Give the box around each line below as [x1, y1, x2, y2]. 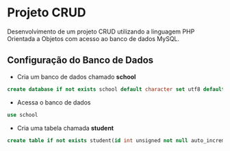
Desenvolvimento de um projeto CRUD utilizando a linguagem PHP [7, 27, 195, 36]
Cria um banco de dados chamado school [16, 72, 136, 81]
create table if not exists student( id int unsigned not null [7, 137, 188, 144]
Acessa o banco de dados [16, 98, 91, 107]
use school [7, 111, 38, 118]
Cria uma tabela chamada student [16, 124, 114, 132]
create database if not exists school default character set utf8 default [7, 85, 225, 93]
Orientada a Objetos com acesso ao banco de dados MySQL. [7, 34, 180, 42]
